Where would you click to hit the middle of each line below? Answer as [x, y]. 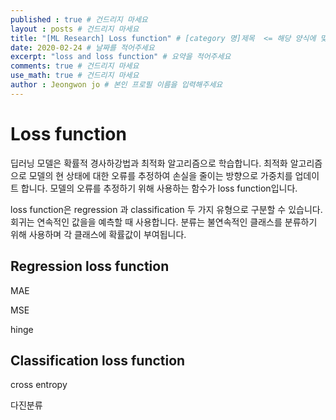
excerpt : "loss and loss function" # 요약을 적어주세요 [121, 57]
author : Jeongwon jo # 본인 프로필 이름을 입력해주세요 [116, 85]
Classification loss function [98, 360]
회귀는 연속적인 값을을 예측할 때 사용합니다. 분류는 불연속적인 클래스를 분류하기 [164, 222]
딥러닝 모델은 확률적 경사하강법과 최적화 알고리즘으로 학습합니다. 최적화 [149, 163]
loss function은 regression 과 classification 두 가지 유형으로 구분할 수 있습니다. [166, 209]
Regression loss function [90, 266]
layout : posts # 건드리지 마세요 [75, 29]
